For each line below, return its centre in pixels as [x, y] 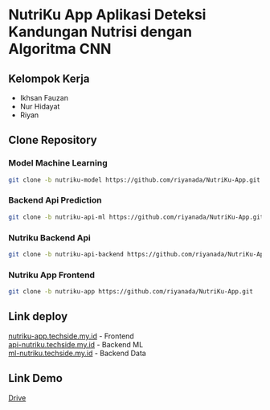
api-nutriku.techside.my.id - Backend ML [76, 344]
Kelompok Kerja [49, 78]
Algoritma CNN [60, 49]
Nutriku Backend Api [49, 237]
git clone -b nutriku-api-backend [66, 255]
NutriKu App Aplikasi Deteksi [107, 15]
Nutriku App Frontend [51, 275]
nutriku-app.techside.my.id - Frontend [71, 336]
